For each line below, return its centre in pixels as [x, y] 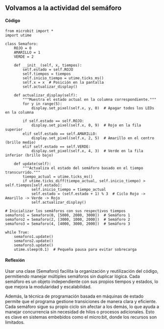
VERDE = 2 [24, 57]
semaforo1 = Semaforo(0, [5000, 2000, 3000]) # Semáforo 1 [68, 215]
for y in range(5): [43, 104]
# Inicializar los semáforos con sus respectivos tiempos [65, 211]
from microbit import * [29, 31]
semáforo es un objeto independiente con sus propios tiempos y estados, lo [82, 282]
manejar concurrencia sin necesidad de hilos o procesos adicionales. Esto [80, 312]
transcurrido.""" [23, 172]
